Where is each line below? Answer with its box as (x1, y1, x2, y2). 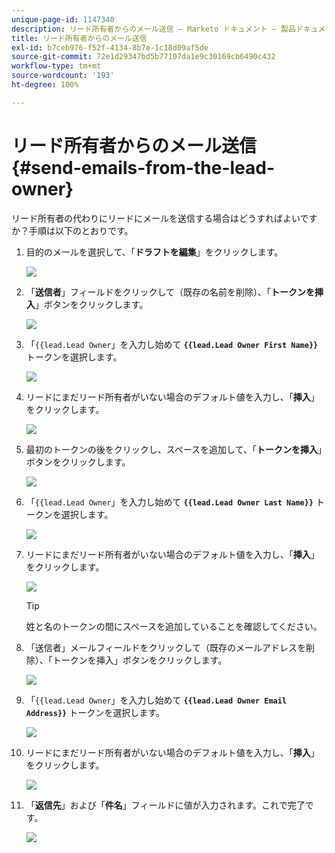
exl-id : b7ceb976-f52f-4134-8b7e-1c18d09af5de (11, 42, 209, 53)
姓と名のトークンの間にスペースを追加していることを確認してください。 (25, 620, 323, 632)
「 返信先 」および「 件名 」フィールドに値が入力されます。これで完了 (25, 799, 306, 811)
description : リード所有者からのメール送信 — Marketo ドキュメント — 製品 (11, 24, 296, 34)
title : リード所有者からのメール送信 (11, 33, 148, 43)
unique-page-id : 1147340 (11, 14, 115, 25)
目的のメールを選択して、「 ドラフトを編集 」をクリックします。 (25, 246, 284, 258)
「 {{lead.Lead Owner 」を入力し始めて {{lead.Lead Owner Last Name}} (25, 496, 314, 508)
